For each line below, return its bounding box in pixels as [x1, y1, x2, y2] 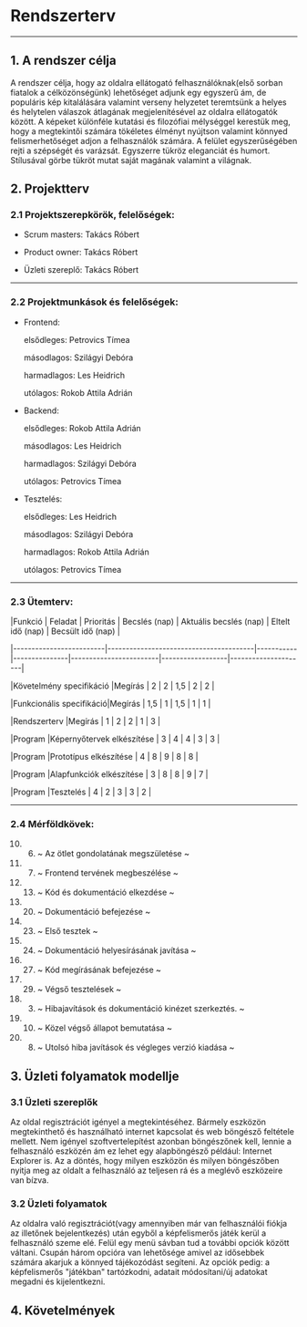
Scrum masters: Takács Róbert [23, 229, 140, 240]
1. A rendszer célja [10, 53, 117, 68]
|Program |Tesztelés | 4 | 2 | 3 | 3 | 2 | [10, 786, 152, 798]
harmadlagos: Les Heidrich [23, 369, 126, 380]
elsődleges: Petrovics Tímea [23, 334, 130, 345]
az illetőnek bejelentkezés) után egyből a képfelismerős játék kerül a [10, 1228, 267, 1239]
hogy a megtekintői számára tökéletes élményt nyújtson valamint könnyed [10, 125, 288, 137]
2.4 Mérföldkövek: [10, 817, 95, 830]
